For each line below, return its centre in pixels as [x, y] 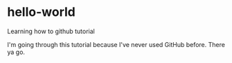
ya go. [16, 52]
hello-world [42, 12]
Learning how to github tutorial [51, 31]
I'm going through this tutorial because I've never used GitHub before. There [116, 44]
